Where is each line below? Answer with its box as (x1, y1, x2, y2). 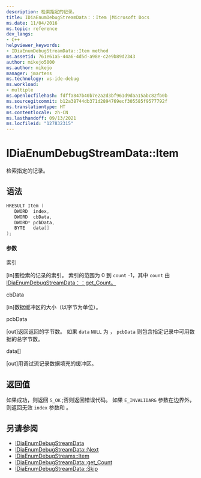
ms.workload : (6, 82, 39, 88)
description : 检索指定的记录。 (6, 8, 77, 15)
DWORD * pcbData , (14, 219, 55, 225)
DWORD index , (14, 208, 50, 214)
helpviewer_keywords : (6, 43, 61, 49)
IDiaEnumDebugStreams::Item (14, 452, 90, 459)
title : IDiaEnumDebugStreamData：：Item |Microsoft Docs (6, 14, 150, 20)
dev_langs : (6, 31, 34, 37)
